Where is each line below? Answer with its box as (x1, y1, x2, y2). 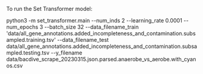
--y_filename (50, 49, 83, 56)
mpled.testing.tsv (6, 49, 50, 56)
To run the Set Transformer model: (6, 5, 93, 12)
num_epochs (6, 24, 38, 30)
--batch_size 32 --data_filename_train (44, 24, 139, 30)
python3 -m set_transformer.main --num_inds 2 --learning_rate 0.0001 (6, 17, 183, 24)
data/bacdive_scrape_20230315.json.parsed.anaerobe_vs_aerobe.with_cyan (6, 56, 196, 62)
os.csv (6, 62, 23, 69)
